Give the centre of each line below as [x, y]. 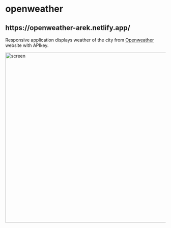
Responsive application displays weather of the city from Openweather [80, 40]
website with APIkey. [27, 45]
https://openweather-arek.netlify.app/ [68, 28]
